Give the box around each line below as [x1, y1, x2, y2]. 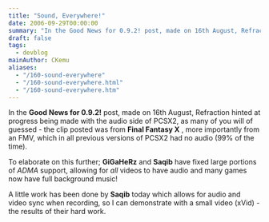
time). [8, 141, 28, 152]
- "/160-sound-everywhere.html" [15, 78, 124, 86]
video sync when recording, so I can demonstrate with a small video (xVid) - [8, 198, 260, 208]
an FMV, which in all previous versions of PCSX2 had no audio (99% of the [8, 133, 255, 143]
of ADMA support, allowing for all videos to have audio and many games [8, 165, 247, 176]
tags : [8, 42, 26, 50]
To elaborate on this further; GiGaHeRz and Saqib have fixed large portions [8, 157, 257, 167]
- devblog [15, 49, 48, 57]
